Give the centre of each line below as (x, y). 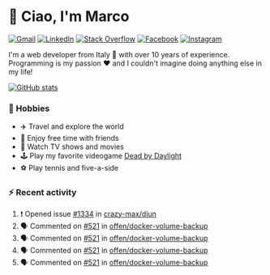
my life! (21, 71)
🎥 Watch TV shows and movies (72, 147)
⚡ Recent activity (43, 192)
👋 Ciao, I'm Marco (69, 17)
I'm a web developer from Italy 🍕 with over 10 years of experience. (119, 54)
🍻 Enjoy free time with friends (69, 138)
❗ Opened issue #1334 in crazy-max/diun (88, 214)
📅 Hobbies (29, 108)
